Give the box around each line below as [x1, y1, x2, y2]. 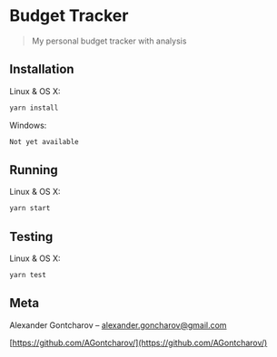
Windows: [9, 120, 47, 130]
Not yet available [9, 137, 79, 146]
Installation [9, 62, 74, 77]
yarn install [9, 103, 59, 112]
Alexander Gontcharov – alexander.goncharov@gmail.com [9, 319, 227, 331]
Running [9, 162, 59, 178]
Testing [9, 228, 54, 245]
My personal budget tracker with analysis [31, 35, 187, 46]
